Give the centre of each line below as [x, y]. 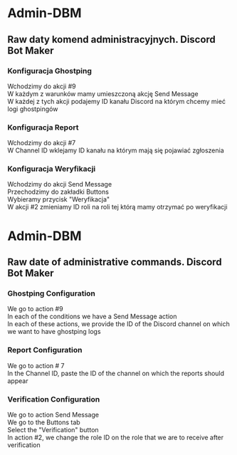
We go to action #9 [35, 309]
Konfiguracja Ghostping [50, 70]
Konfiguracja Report [43, 127]
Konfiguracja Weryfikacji [52, 169]
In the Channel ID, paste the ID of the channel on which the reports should [116, 373]
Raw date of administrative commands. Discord [115, 262]
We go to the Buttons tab [44, 422]
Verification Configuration [54, 399]
